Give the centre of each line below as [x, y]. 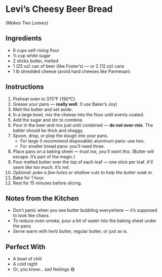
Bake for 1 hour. [29, 178]
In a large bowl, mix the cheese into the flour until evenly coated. [79, 114]
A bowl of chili [27, 259]
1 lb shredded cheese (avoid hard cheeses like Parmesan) [71, 71]
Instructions [25, 87]
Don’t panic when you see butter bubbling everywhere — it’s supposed [85, 210]
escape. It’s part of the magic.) [44, 156]
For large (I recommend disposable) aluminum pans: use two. [82, 141]
